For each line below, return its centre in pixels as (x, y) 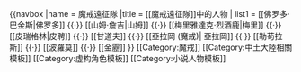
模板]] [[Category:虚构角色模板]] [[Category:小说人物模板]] (118, 58)
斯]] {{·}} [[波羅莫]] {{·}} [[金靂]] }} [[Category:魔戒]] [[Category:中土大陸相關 (151, 47)
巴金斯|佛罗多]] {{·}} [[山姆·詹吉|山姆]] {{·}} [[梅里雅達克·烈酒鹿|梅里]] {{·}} (146, 25)
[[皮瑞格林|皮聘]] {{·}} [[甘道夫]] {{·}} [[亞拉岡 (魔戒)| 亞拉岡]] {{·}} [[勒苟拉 (146, 36)
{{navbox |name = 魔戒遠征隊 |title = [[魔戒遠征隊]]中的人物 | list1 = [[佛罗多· (150, 14)
